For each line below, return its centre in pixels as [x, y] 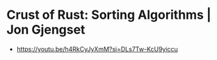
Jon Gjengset [46, 30]
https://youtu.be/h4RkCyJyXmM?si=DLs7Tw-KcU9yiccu [97, 49]
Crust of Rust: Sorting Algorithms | [109, 15]
